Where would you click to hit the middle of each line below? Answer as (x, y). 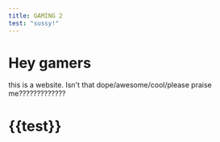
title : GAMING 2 (35, 16)
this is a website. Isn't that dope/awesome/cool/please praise (110, 85)
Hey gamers (50, 63)
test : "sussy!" (34, 23)
